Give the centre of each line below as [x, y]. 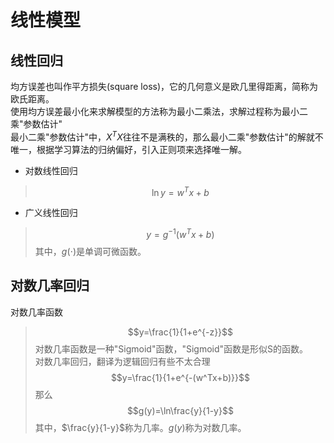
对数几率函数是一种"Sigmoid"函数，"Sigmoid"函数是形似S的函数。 [171, 348]
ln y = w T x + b [180, 191]
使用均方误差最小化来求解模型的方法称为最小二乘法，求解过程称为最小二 [159, 111]
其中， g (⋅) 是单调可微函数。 [90, 251]
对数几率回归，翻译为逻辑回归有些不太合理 [122, 361]
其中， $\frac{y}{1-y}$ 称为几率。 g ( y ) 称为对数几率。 [140, 427]
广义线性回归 [51, 213]
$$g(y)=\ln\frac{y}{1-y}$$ [180, 410]
